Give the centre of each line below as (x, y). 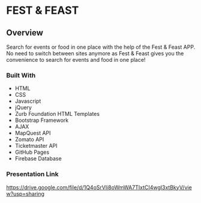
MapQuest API (33, 133)
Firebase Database (38, 159)
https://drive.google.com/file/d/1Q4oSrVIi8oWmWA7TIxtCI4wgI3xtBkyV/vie (99, 187)
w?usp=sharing (25, 193)
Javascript (28, 101)
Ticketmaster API (36, 146)
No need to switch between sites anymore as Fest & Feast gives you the (95, 53)
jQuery (23, 108)
